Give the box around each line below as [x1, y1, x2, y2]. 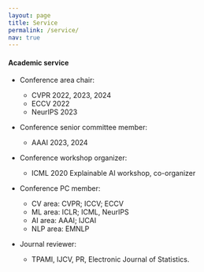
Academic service [8, 58, 69, 67]
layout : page [8, 11, 51, 20]
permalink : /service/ [8, 26, 80, 34]
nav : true [8, 33, 41, 42]
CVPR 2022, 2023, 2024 [31, 91, 112, 100]
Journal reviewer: [19, 240, 77, 249]
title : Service [8, 19, 58, 27]
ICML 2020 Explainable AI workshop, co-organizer [31, 169, 196, 178]
